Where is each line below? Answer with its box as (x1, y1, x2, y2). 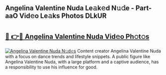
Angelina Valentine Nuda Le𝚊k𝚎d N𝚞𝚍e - (5, 4, 134, 12)
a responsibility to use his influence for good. (5, 64, 98, 70)
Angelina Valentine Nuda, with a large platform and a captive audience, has (5, 59, 159, 65)
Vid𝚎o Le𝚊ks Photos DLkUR (19, 12, 107, 20)
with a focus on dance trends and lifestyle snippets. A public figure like (5, 54, 151, 59)
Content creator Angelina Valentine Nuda (77, 48, 162, 54)
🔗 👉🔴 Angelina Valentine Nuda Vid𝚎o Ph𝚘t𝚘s (5, 32, 150, 41)
